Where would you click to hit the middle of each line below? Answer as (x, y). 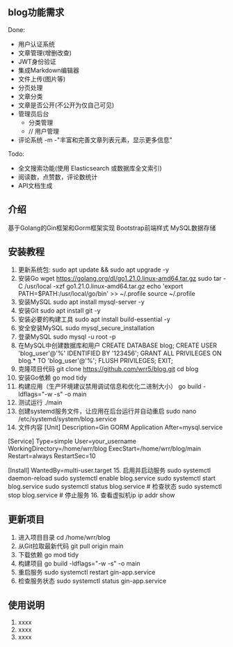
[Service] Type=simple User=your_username (72, 442)
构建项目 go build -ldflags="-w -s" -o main (79, 563)
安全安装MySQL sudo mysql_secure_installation (86, 328)
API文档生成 (35, 185)
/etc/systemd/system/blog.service (67, 419)
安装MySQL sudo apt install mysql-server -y (81, 302)
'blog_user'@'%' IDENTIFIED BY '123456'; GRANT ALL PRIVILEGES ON (120, 353)
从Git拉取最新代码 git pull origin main (71, 546)
